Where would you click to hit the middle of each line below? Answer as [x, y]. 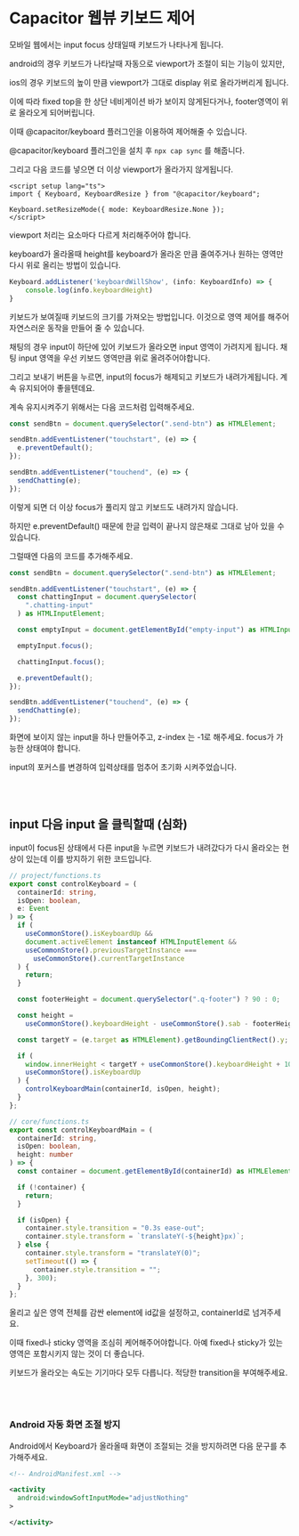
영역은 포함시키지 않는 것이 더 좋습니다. [77, 1353]
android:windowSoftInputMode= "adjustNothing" [103, 1498]
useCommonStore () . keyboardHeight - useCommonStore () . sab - [137, 1024]
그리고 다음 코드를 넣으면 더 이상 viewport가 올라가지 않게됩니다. [121, 169]
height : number [45, 1155]
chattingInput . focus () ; [61, 662]
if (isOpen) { [43, 1220]
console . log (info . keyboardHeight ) [89, 290]
